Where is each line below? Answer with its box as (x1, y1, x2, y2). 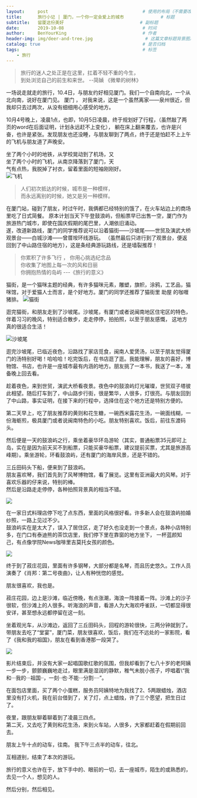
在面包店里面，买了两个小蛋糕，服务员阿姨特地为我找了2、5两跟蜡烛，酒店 (6, 687, 187, 694)
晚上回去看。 (11, 370, 42, 377)
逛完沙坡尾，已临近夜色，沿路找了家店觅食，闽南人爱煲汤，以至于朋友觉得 (6, 347, 186, 355)
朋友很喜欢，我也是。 (6, 581, 57, 589)
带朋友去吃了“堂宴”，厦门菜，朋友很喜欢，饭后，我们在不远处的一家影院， (6, 628, 186, 635)
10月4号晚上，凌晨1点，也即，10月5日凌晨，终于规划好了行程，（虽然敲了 (6, 116, 182, 123)
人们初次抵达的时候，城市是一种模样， (20, 185, 113, 192)
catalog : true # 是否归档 (6, 42, 166, 48)
